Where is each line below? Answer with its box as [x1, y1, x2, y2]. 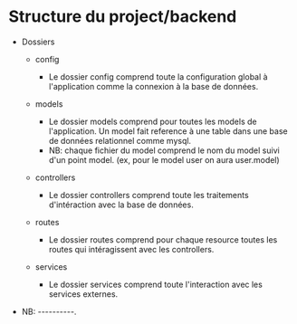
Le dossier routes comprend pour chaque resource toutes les [48, 233, 278, 245]
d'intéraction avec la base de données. [48, 199, 194, 210]
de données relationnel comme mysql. [48, 135, 192, 146]
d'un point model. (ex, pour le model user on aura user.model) [48, 154, 280, 165]
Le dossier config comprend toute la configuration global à [48, 71, 268, 82]
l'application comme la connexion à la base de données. [48, 81, 259, 91]
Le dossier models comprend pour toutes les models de [48, 116, 257, 127]
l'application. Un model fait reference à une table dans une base [48, 125, 288, 137]
